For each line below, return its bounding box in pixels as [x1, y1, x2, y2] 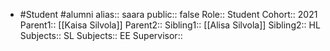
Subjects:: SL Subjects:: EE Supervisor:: [19, 30, 183, 41]
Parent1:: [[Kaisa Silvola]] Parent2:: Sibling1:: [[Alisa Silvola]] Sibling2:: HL [19, 19, 321, 31]
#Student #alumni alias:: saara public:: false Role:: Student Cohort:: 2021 [19, 9, 318, 20]
